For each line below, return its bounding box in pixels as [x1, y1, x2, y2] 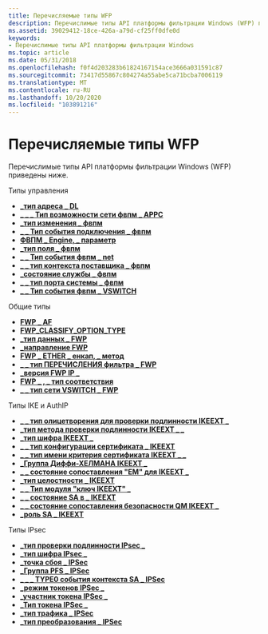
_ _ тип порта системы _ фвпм [19, 277, 124, 288]
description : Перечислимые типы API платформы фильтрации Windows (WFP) [8, 19, 255, 27]
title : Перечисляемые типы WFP [8, 11, 112, 20]
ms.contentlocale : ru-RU [8, 86, 91, 94]
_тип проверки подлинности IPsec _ [19, 540, 146, 550]
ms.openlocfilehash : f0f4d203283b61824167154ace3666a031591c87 [8, 64, 223, 72]
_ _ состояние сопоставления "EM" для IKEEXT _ [19, 467, 189, 476]
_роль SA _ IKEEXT [19, 509, 85, 520]
